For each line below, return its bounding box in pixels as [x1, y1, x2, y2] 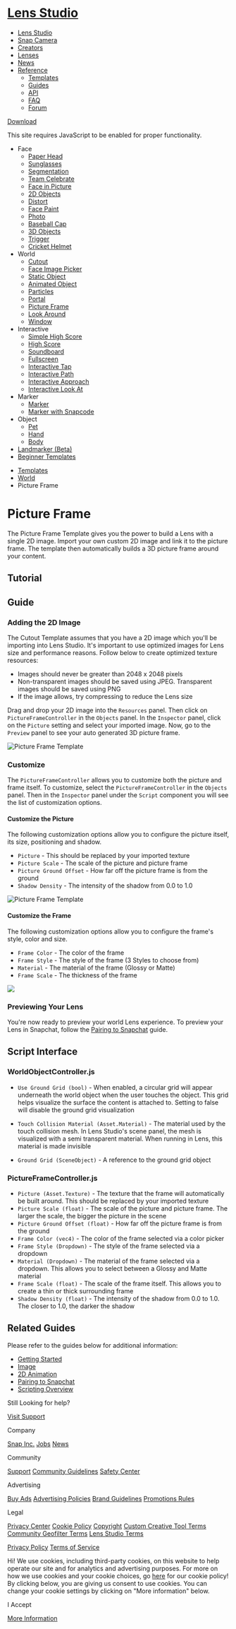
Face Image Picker [27, 264, 82, 273]
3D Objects [27, 227, 61, 235]
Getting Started [17, 1355, 62, 1363]
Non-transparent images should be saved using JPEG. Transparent [17, 677, 213, 686]
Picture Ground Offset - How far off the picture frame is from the [17, 866, 208, 875]
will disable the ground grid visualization [17, 1105, 135, 1114]
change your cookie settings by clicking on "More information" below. [7, 1587, 210, 1595]
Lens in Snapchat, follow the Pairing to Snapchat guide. [7, 1025, 168, 1033]
